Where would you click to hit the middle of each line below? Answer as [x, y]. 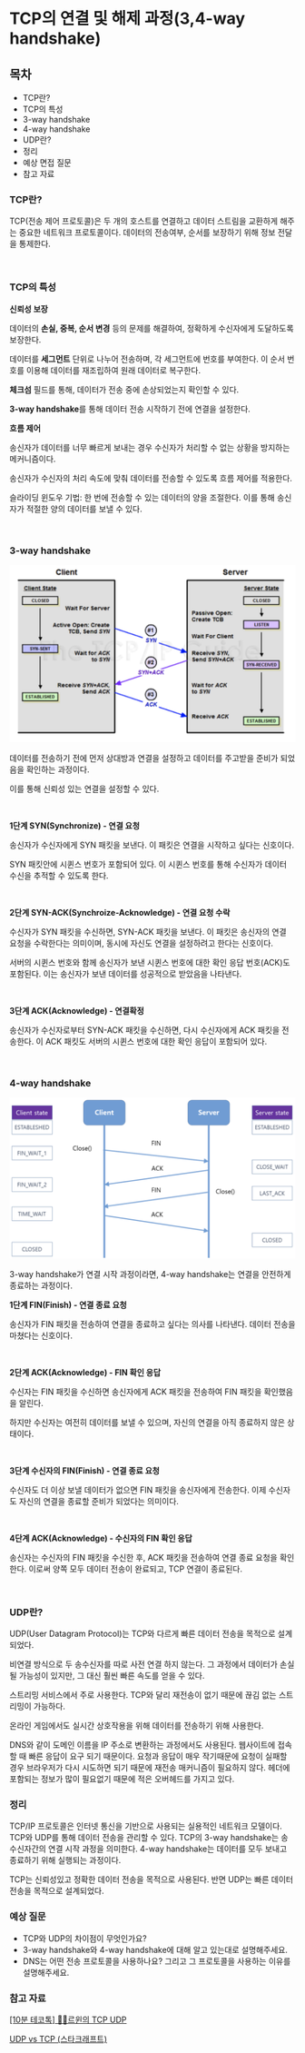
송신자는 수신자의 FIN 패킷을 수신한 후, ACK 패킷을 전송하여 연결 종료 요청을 [144, 1557]
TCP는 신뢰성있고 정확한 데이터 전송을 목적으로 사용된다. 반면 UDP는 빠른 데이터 [151, 1879]
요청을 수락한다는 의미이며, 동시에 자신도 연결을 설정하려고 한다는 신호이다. [142, 943]
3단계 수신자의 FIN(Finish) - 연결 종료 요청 [85, 1470]
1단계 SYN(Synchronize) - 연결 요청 [75, 825]
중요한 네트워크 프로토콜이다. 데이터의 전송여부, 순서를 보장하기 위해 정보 [147, 233]
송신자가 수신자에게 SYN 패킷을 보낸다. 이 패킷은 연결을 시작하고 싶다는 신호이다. [152, 845]
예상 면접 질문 [47, 163]
